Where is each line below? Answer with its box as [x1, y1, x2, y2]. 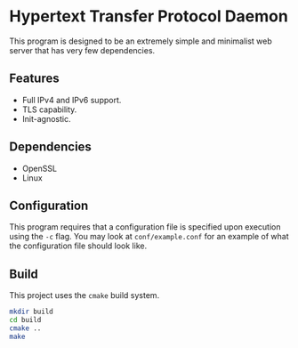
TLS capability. [21, 104, 77, 115]
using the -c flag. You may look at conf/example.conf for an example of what [9, 231, 289, 242]
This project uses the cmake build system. [9, 290, 160, 301]
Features [9, 71, 60, 86]
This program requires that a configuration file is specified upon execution [9, 222, 282, 232]
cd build [9, 316, 42, 325]
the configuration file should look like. [9, 240, 148, 251]
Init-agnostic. [21, 113, 71, 124]
